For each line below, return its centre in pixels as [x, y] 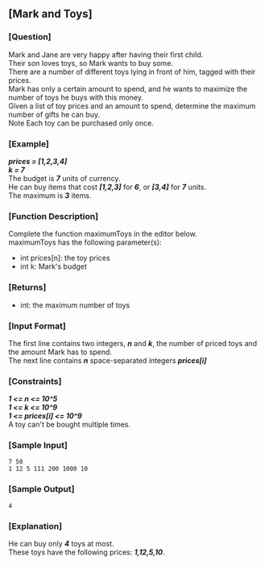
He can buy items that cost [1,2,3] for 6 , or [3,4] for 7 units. [108, 187]
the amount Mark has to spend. [60, 352]
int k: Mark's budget [53, 266]
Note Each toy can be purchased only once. [81, 123]
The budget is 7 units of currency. [64, 178]
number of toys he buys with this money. [76, 97]
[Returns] [27, 287]
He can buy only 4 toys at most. [61, 544]
